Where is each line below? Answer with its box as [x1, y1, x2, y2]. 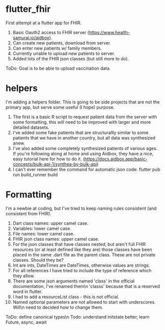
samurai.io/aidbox [12, 35, 50, 41]
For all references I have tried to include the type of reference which [12, 267, 152, 273]
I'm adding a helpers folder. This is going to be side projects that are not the [5, 99, 160, 105]
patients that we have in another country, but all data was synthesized [12, 135, 156, 141]
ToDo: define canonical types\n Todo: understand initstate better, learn [5, 314, 150, 320]
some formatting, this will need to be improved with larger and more [12, 119, 151, 125]
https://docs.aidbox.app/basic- [84, 156, 148, 162]
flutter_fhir [5, 3, 51, 15]
